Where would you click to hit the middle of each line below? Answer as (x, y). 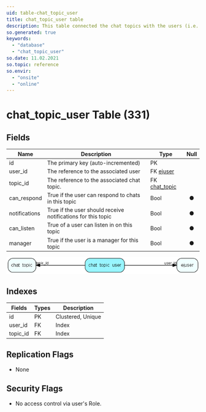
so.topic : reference (33, 64)
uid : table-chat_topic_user (42, 13)
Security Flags (35, 389)
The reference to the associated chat (93, 180)
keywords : (19, 39)
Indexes (22, 291)
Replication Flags (40, 355)
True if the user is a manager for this (93, 240)
